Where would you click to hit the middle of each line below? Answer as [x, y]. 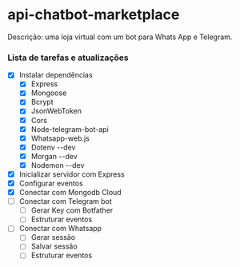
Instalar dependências [56, 75]
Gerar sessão [53, 237]
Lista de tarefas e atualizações [68, 58]
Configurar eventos [51, 183]
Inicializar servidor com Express [72, 174]
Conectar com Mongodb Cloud [70, 193]
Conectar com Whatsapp [60, 229]
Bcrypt [42, 102]
